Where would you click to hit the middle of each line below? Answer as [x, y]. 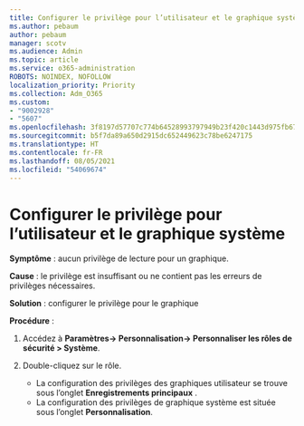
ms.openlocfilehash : [48, 128]
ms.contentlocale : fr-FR [56, 152]
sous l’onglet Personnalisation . [95, 412]
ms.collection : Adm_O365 [56, 93]
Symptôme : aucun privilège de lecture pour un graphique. [119, 258]
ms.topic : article [44, 60]
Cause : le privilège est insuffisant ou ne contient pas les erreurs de [136, 276]
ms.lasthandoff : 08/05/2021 [62, 161]
